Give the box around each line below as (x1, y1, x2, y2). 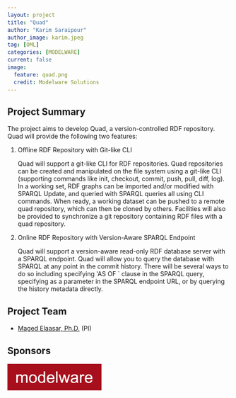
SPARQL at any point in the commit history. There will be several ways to (17, 262, 229, 271)
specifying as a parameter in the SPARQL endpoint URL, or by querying (17, 277, 225, 286)
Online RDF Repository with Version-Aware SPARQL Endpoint (17, 234, 196, 242)
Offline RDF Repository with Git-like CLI (17, 146, 133, 154)
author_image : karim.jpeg (7, 34, 83, 41)
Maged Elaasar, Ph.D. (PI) (17, 324, 92, 333)
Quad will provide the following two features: (7, 132, 138, 141)
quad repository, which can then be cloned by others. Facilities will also (17, 205, 226, 213)
